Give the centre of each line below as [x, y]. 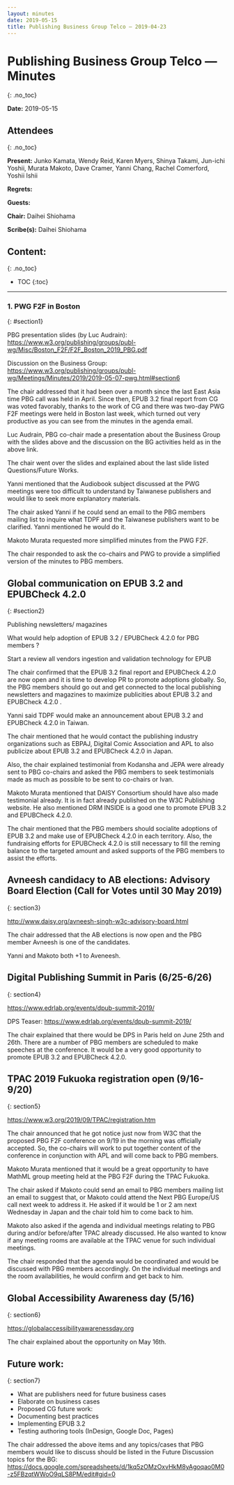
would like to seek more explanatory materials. [74, 499]
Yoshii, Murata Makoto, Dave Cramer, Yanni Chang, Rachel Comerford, [108, 169]
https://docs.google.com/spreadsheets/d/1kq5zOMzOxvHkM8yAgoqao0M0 [116, 1467]
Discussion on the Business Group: [57, 364]
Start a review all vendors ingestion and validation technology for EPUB [109, 659]
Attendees [30, 131]
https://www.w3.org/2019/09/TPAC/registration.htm [81, 1120]
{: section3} [24, 908]
